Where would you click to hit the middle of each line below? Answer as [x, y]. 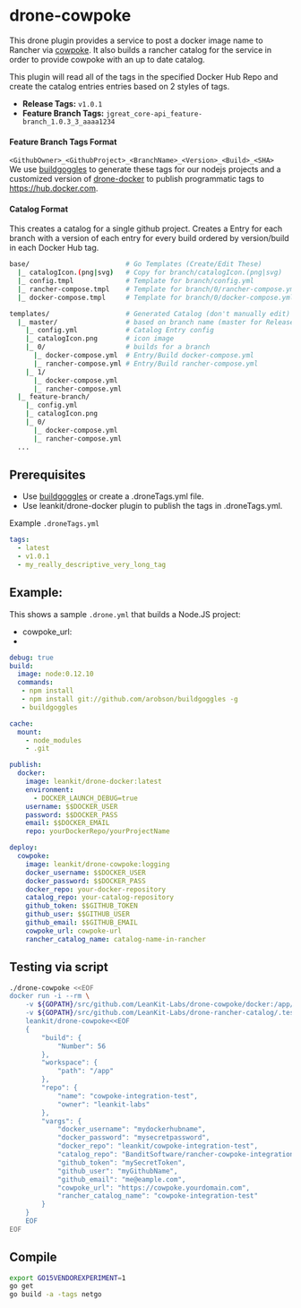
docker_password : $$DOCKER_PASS [86, 881]
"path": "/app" [86, 1071]
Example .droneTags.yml [55, 523]
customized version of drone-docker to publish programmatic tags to [137, 179]
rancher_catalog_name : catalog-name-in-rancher [116, 939]
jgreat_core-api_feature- [155, 114]
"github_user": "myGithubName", [117, 1171]
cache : [21, 723]
